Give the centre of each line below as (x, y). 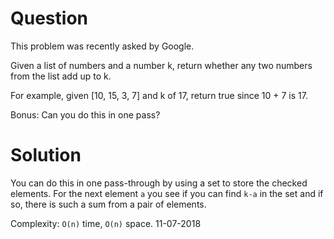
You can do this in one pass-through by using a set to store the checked (159, 183)
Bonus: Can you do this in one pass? (85, 114)
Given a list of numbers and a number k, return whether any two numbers (161, 65)
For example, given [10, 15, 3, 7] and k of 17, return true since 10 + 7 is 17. (159, 95)
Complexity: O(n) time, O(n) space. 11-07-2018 (106, 223)
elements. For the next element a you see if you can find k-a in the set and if (167, 193)
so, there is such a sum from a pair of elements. (108, 204)
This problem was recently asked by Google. (102, 46)
